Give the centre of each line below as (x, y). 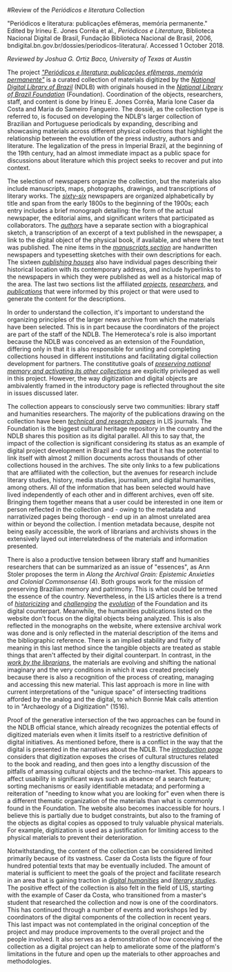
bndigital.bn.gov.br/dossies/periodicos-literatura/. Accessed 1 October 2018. (116, 45)
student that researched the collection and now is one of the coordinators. (113, 902)
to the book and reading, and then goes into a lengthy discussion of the (109, 764)
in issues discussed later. (43, 393)
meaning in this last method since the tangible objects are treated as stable (114, 648)
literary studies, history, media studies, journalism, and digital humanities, (112, 480)
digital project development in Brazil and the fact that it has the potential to (113, 450)
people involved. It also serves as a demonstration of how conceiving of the (115, 939)
